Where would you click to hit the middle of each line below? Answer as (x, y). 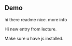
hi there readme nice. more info (36, 19)
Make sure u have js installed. (34, 38)
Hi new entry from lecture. (31, 29)
